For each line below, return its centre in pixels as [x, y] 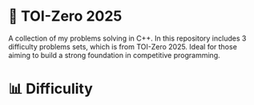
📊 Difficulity [51, 89]
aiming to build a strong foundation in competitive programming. [114, 55]
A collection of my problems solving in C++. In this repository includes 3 [127, 38]
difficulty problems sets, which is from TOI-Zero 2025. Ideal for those [123, 46]
